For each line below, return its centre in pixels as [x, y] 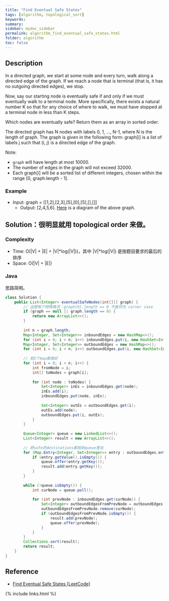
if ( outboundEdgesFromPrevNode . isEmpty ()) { [89, 514]
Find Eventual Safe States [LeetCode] [51, 584]
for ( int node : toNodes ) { [62, 382]
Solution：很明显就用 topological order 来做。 [77, 225]
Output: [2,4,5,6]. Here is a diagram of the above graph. [78, 207]
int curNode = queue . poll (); [63, 490]
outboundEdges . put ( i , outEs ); [73, 415]
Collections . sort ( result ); [52, 542]
